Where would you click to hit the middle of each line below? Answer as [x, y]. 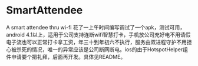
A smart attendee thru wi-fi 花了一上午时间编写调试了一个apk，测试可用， [96, 27]
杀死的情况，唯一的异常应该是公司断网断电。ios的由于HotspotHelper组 [102, 49]
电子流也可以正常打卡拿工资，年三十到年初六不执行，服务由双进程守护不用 [96, 42]
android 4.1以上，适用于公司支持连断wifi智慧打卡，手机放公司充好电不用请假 [98, 34]
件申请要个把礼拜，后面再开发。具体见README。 [66, 57]
